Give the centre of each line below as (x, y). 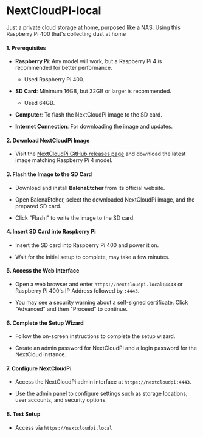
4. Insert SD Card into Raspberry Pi (51, 232)
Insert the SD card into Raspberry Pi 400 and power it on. (87, 245)
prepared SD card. (38, 206)
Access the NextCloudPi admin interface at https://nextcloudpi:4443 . (103, 382)
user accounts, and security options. (61, 400)
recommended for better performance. (64, 68)
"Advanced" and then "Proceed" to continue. (71, 309)
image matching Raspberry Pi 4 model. (64, 160)
